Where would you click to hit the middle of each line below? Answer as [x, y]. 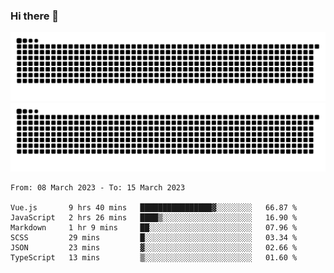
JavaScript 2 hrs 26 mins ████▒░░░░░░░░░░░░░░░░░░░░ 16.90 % [154, 217]
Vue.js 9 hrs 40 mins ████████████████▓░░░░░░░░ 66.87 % [154, 207]
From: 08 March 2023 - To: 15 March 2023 [98, 187]
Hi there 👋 [35, 16]
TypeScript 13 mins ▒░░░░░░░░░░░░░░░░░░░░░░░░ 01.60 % [154, 257]
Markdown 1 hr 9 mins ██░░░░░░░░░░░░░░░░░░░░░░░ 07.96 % [154, 227]
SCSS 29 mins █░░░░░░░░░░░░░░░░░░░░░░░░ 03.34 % [154, 237]
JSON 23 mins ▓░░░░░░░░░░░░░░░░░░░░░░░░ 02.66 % [154, 247]
